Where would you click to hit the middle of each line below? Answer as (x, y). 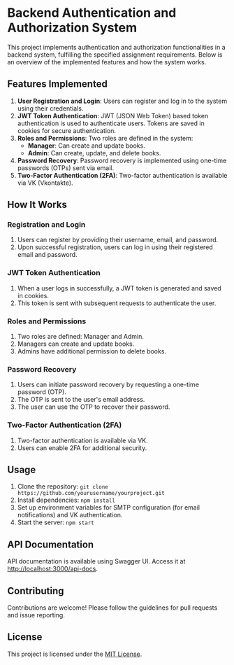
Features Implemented (58, 84)
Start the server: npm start (56, 522)
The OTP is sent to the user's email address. (81, 400)
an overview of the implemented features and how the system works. (107, 62)
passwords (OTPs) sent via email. (65, 168)
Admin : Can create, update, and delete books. (94, 153)
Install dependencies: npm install (66, 500)
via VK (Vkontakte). (45, 183)
